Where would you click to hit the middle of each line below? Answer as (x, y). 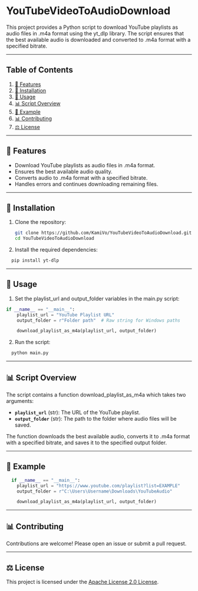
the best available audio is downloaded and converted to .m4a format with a (98, 39)
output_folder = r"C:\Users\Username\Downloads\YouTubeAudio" (95, 491)
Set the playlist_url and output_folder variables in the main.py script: (97, 298)
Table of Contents (40, 70)
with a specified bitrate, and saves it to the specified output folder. (86, 443)
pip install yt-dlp (35, 260)
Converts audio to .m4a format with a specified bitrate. (81, 177)
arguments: (20, 401)
